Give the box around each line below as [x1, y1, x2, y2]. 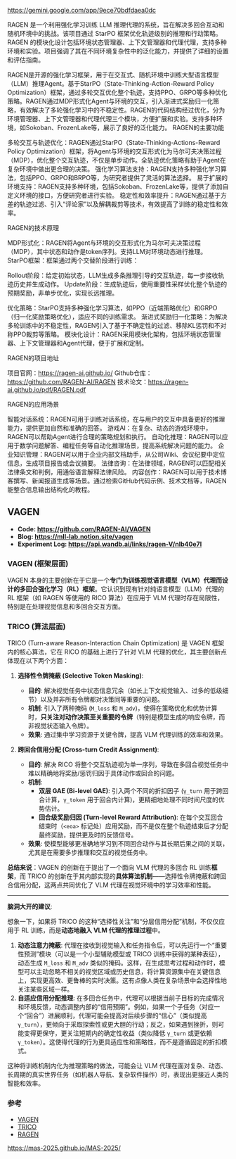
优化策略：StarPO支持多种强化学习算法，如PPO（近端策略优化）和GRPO [7, 304, 218, 312]
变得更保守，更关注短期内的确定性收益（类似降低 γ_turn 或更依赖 [23, 1029, 213, 1037]
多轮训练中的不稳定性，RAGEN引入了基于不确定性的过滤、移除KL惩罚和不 [7, 322, 221, 329]
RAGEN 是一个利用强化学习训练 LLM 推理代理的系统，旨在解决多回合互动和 [7, 20, 225, 29]
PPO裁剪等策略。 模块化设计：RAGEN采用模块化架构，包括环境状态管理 [13, 330, 221, 338]
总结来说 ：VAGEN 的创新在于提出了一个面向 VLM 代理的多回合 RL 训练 [7, 863, 212, 872]
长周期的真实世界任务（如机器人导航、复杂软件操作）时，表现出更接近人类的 [7, 1070, 229, 1079]
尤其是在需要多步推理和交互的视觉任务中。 [27, 848, 152, 857]
